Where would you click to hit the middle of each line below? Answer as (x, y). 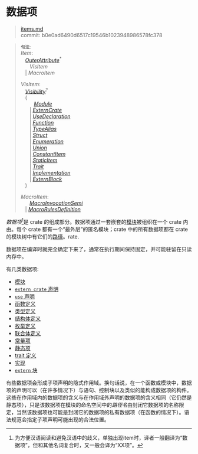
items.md (32, 29)
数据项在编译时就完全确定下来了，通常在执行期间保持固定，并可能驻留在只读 (99, 249)
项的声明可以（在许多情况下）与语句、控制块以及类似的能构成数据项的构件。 (99, 390)
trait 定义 (25, 355)
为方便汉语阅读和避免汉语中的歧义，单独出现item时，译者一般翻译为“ (98, 437)
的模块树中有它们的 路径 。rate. (43, 236)
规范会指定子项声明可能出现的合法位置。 (60, 419)
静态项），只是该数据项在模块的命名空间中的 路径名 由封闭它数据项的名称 (93, 404)
